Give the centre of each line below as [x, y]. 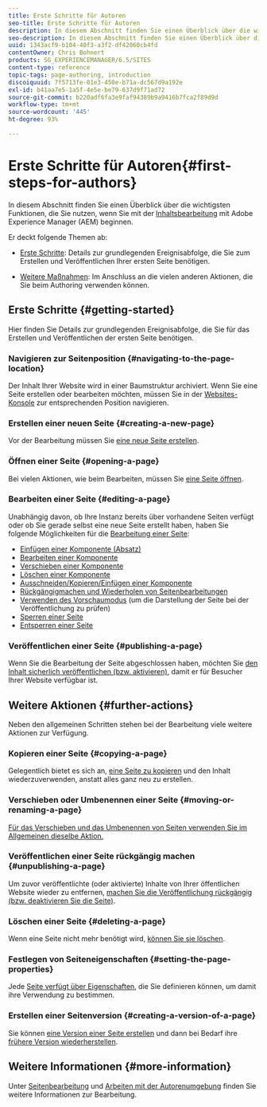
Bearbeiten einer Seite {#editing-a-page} [89, 499]
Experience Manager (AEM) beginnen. [71, 222]
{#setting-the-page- [190, 960]
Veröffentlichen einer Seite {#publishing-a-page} [106, 646]
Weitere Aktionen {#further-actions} [101, 705]
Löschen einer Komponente [65, 574]
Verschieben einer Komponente [72, 566]
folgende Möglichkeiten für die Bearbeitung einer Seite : [99, 533]
